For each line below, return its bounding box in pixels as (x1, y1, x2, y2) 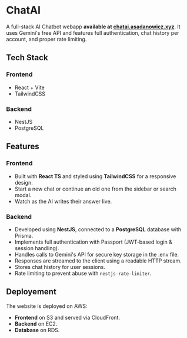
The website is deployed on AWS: (6, 302, 88, 310)
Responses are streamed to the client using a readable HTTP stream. (14, 257, 182, 264)
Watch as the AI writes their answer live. (14, 198, 112, 205)
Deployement (6, 287, 57, 297)
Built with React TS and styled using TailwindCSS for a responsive (14, 172, 176, 180)
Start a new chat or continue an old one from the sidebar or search (14, 185, 176, 192)
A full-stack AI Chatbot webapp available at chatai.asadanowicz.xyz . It (6, 23, 181, 30)
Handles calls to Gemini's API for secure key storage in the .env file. (14, 251, 179, 258)
